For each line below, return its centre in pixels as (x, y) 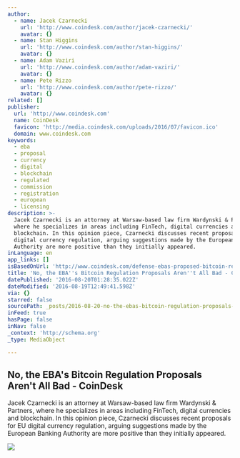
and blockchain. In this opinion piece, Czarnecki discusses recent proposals (119, 418)
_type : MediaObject (36, 339)
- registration (36, 194)
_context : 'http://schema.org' (54, 333)
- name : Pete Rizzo (43, 80)
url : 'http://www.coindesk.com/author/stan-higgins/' (102, 47)
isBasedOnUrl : (29, 267)
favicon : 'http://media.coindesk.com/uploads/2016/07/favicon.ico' (116, 127)
